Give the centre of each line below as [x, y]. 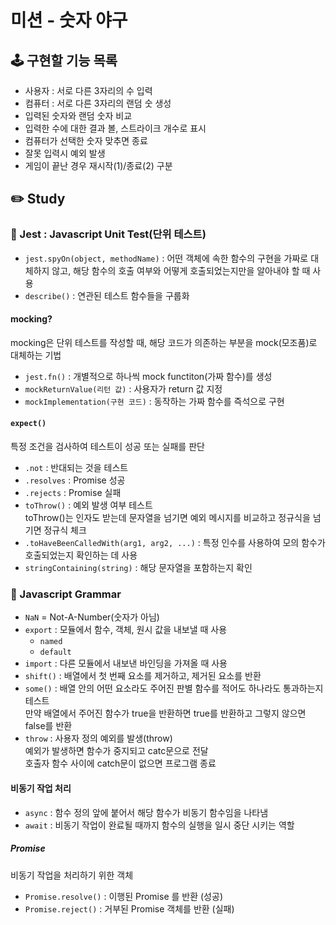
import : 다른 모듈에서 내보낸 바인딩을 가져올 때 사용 [126, 663]
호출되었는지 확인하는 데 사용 [81, 555]
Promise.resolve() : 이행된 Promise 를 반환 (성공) [123, 896]
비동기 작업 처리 [41, 788]
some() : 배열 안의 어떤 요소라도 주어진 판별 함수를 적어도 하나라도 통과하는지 [174, 688]
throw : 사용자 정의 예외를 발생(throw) [98, 738]
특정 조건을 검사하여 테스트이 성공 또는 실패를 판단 [107, 447]
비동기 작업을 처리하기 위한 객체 [72, 875]
